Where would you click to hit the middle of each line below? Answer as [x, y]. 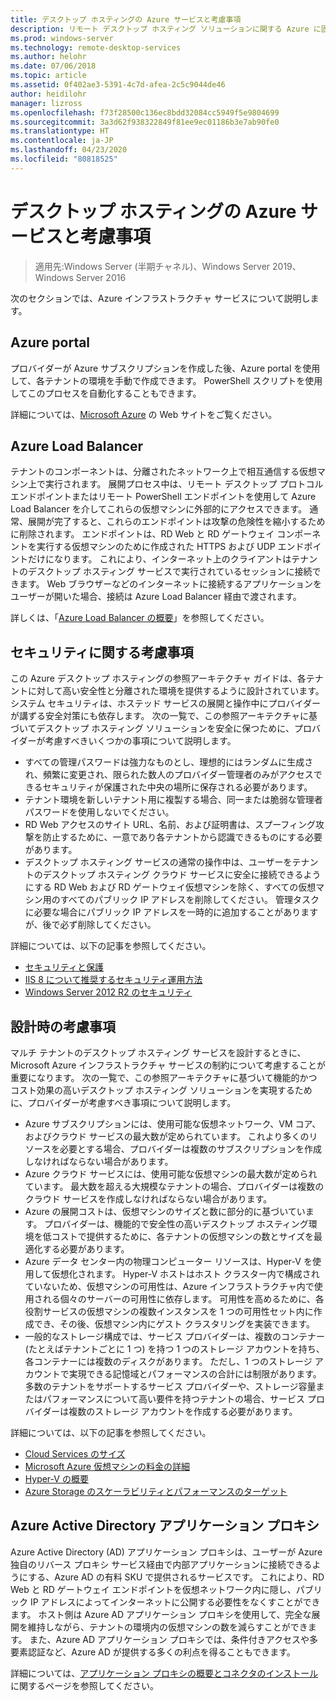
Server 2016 [101, 277]
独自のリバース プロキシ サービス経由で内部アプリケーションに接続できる [161, 1564]
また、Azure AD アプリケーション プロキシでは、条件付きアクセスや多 [173, 1639]
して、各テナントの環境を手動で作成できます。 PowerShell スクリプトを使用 [166, 380]
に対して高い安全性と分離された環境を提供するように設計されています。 [176, 691]
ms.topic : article [48, 76]
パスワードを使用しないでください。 [99, 812]
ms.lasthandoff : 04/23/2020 [69, 150]
